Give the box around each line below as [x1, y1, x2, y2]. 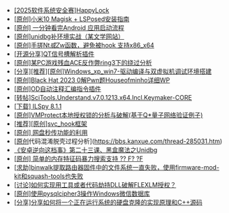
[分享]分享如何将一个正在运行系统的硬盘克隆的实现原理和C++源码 [13, 198, 202, 206]
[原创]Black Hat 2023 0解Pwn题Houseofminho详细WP [13, 76, 170, 84]
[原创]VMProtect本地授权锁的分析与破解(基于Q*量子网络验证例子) [13, 111, 203, 119]
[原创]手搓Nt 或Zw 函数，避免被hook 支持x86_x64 [13, 41, 155, 49]
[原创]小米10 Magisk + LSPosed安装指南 [13, 15, 130, 23]
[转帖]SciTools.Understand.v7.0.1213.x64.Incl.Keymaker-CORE [13, 94, 192, 101]
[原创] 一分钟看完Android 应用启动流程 [13, 24, 124, 31]
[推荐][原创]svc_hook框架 [13, 119, 87, 128]
